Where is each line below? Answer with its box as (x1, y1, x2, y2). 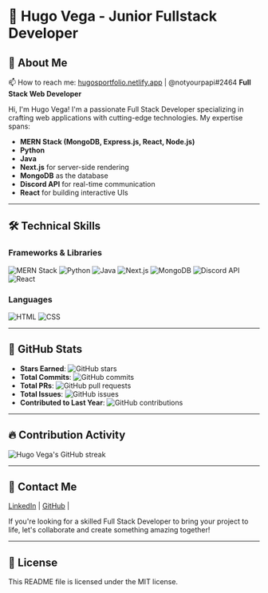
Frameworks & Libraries (8, 247, 102, 259)
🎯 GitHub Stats (8, 342, 82, 356)
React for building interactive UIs (19, 188, 129, 197)
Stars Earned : (19, 363, 66, 374)
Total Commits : (19, 372, 72, 381)
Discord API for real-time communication (19, 180, 156, 188)
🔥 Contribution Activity (8, 429, 126, 442)
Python (19, 145, 45, 155)
